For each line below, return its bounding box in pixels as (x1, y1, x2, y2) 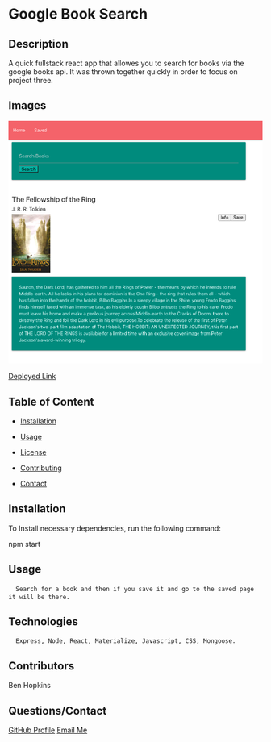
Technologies (8, 615, 79, 628)
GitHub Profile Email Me (8, 725, 88, 735)
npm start (8, 539, 41, 548)
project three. (8, 76, 54, 85)
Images (8, 98, 47, 113)
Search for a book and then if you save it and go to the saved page (15, 585, 254, 593)
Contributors (8, 659, 75, 673)
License (19, 447, 47, 456)
